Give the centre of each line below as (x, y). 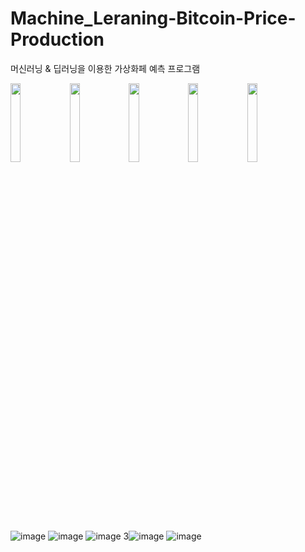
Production (57, 39)
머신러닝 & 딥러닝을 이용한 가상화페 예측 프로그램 (105, 68)
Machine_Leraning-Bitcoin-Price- (153, 18)
